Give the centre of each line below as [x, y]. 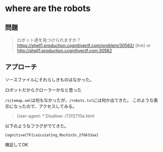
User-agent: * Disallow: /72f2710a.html [56, 116]
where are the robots [48, 8]
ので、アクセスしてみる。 [51, 106]
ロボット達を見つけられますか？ [49, 40]
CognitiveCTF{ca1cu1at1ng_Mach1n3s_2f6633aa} [52, 135]
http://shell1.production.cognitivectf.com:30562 [65, 51]
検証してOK [16, 144]
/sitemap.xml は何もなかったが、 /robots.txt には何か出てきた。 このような [79, 100]
